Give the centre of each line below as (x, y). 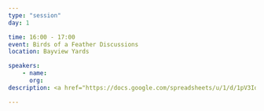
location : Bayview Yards (49, 52)
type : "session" (35, 15)
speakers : (24, 66)
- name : (35, 73)
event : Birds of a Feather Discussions (73, 44)
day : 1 (19, 23)
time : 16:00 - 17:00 (42, 37)
